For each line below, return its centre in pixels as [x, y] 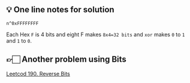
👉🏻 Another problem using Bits [67, 60]
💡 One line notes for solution [61, 10]
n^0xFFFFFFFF [22, 23]
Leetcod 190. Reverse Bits [38, 74]
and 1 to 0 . [19, 40]
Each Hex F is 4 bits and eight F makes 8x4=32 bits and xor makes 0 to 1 [96, 34]
